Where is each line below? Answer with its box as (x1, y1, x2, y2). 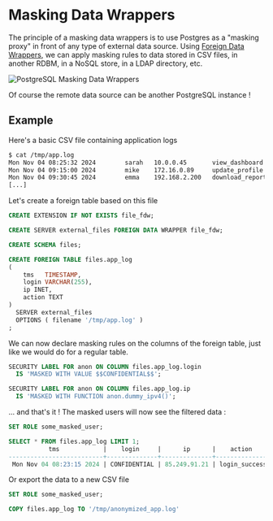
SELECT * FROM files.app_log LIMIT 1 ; (8, 437, 140, 445)
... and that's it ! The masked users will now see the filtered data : (8, 407, 227, 416)
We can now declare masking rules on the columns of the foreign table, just (8, 338, 262, 348)
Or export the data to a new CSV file (8, 475, 130, 484)
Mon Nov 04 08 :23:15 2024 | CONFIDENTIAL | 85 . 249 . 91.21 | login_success (11, 460, 267, 468)
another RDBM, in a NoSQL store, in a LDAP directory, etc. (8, 59, 203, 68)
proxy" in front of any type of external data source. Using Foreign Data (8, 41, 245, 50)
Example (8, 114, 54, 128)
